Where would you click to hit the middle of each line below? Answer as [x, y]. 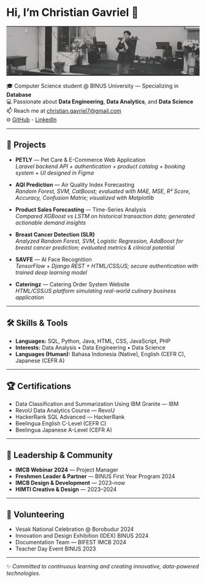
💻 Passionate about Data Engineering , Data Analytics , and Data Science [100, 101]
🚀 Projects [26, 145]
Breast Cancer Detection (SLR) [55, 234]
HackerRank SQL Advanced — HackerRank [70, 417]
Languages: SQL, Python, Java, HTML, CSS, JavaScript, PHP [93, 341]
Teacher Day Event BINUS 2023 [55, 549]
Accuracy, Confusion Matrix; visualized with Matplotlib [85, 197]
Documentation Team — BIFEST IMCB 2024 [71, 542]
